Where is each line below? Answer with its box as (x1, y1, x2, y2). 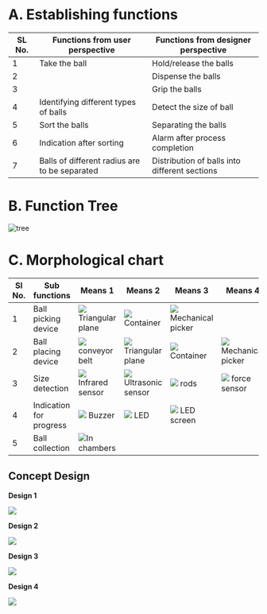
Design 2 (8, 521, 38, 530)
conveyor (78, 344, 114, 356)
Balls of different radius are (39, 155, 141, 166)
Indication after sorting (39, 137, 125, 148)
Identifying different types (39, 96, 137, 107)
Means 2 (126, 285, 161, 296)
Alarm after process (152, 132, 226, 143)
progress (33, 419, 68, 430)
